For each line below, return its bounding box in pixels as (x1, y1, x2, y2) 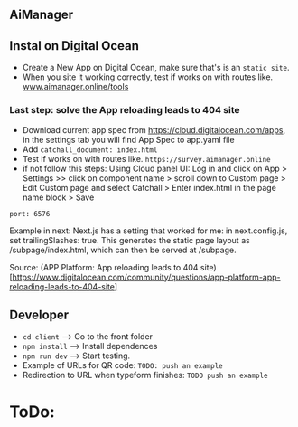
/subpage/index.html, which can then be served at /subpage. (9, 244, 237, 255)
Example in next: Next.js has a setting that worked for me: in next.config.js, (9, 225, 288, 236)
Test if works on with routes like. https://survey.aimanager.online (22, 153, 271, 164)
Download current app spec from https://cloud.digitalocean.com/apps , (22, 124, 286, 135)
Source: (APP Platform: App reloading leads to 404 (9, 261, 199, 272)
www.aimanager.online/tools (22, 81, 129, 92)
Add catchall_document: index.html (22, 144, 158, 155)
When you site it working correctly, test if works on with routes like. (22, 71, 274, 82)
